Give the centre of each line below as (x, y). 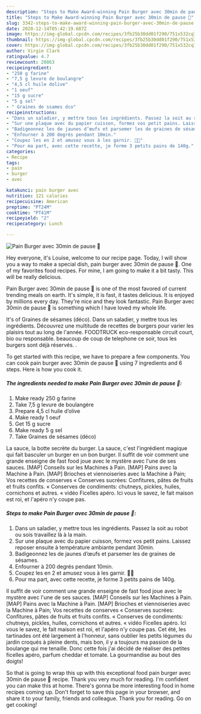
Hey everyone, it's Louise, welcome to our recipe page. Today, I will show (97, 258)
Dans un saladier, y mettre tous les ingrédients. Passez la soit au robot (101, 528)
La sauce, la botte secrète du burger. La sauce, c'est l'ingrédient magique (97, 448)
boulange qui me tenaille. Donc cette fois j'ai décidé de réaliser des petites (98, 648)
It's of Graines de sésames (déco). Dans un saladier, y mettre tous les (92, 319)
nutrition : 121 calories (37, 196)
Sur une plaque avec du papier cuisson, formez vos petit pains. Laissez (103, 541)
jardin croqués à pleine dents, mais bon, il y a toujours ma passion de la (94, 642)
